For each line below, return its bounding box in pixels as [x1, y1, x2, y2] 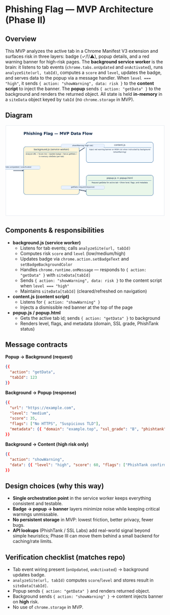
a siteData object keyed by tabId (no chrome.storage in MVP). [5, 96, 135, 102]
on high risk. [12, 599, 39, 605]
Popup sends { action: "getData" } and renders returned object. [12, 588, 150, 594]
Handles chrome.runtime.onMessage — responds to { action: [20, 266, 147, 272]
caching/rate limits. [12, 538, 53, 545]
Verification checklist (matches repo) [5, 553, 125, 561]
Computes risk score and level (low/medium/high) [20, 250, 125, 257]
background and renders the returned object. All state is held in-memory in [5, 91, 163, 97]
